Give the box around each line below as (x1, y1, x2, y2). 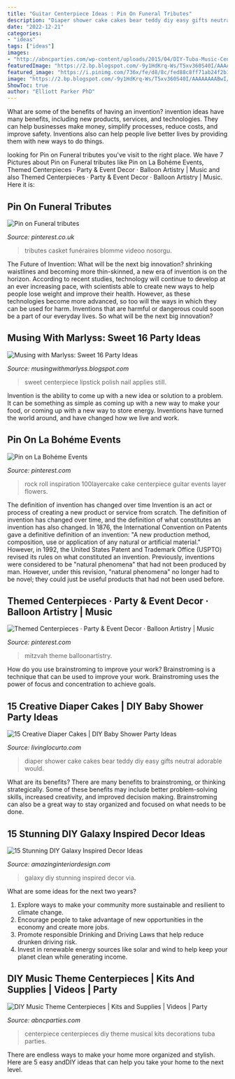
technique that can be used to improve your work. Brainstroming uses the (7, 673, 220, 681)
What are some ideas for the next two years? (7, 887, 136, 895)
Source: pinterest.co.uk (7, 232, 75, 241)
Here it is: (7, 180, 35, 189)
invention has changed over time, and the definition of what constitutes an (7, 515, 222, 524)
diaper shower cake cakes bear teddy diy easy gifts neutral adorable (24, 757, 222, 766)
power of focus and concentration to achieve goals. (7, 680, 156, 689)
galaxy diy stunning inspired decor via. (24, 873, 136, 882)
